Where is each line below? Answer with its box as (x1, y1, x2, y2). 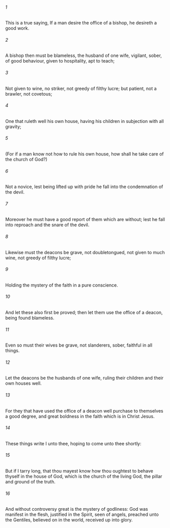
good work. (5, 25, 30, 32)
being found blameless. (5, 315, 54, 321)
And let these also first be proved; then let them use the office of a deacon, (5, 309, 163, 316)
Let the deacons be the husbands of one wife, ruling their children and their (5, 375, 164, 381)
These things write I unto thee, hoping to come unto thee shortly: (5, 440, 141, 447)
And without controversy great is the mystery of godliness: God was (5, 506, 149, 512)
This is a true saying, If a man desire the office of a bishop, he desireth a (5, 20, 157, 26)
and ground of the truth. (5, 479, 56, 485)
